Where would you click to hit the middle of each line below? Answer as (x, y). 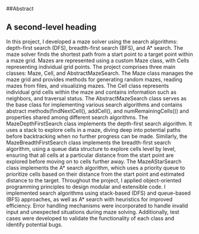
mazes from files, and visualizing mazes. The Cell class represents (88, 86)
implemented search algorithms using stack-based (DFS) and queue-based (99, 193)
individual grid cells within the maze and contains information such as (91, 92)
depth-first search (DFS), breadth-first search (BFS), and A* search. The (95, 48)
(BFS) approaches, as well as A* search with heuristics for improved (89, 199)
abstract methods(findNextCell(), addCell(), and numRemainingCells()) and (97, 111)
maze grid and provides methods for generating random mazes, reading (94, 79)
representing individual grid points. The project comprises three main (91, 67)
